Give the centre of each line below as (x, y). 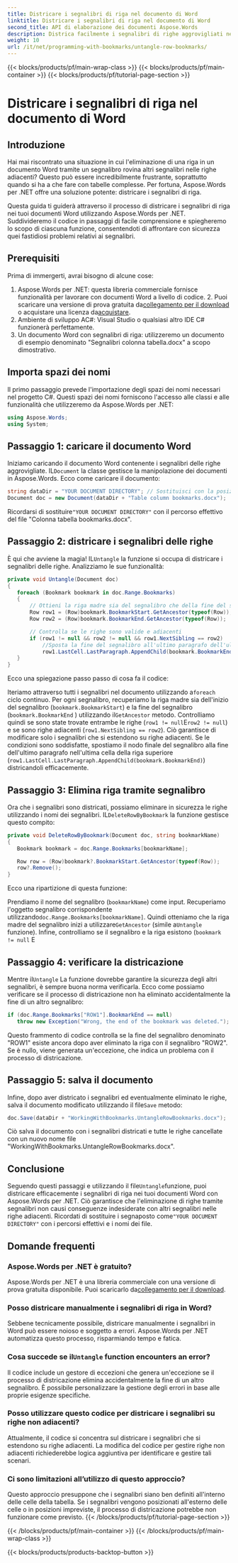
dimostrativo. (37, 350)
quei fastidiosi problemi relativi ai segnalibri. (72, 236)
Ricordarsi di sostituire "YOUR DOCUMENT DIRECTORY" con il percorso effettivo (115, 511)
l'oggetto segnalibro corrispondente (60, 909)
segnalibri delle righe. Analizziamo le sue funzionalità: (86, 566)
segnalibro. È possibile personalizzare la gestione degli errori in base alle (114, 1387)
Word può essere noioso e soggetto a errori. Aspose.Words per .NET (108, 1331)
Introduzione (36, 145)
